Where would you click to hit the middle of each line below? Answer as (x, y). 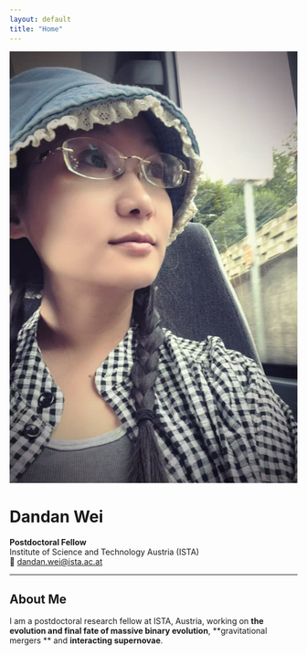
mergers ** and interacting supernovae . (86, 640)
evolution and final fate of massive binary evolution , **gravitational (138, 630)
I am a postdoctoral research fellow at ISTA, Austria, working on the (137, 620)
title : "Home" (37, 29)
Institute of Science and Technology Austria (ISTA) (104, 552)
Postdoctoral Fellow (48, 543)
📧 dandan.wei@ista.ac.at (56, 562)
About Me (38, 599)
